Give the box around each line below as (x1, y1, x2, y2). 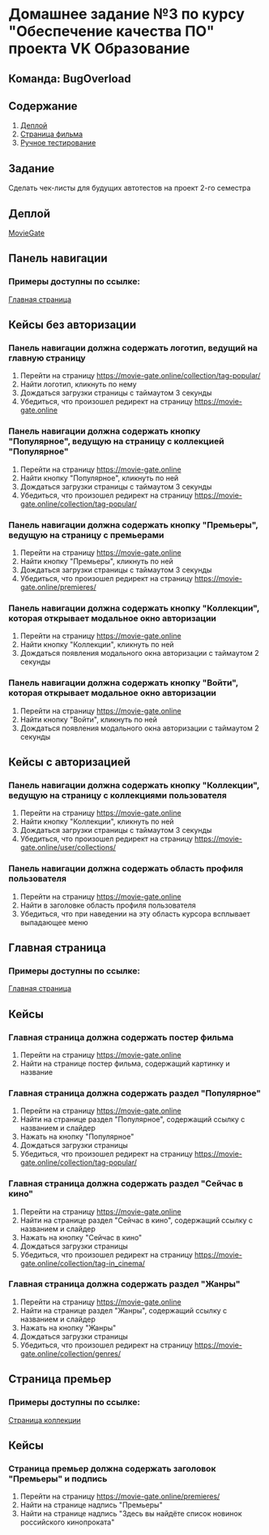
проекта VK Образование (8, 40, 190, 58)
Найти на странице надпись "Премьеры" (19, 1500, 164, 1510)
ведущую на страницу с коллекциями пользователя (8, 789, 227, 800)
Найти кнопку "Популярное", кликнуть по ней (19, 472, 179, 483)
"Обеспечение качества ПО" (8, 22, 215, 41)
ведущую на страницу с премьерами (8, 529, 164, 541)
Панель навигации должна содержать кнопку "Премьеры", (8, 519, 258, 530)
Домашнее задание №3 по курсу (8, 5, 246, 24)
